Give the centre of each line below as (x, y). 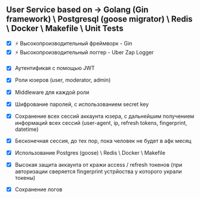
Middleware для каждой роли (52, 92)
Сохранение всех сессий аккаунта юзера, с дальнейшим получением (104, 116)
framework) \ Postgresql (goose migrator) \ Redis (99, 19)
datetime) (27, 129)
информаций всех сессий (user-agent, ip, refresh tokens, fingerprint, (101, 123)
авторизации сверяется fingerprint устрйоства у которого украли (98, 171)
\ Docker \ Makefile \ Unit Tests (65, 28)
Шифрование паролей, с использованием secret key (82, 104)
